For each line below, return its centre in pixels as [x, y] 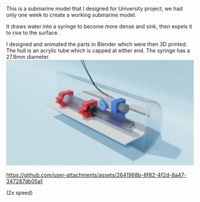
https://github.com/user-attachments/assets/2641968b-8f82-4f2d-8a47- [96, 175]
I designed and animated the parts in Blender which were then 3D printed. [97, 44]
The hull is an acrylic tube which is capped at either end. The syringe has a [98, 50]
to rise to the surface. [32, 33]
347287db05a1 [24, 181]
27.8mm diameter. [28, 57]
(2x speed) [20, 192]
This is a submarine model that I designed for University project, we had [94, 9]
